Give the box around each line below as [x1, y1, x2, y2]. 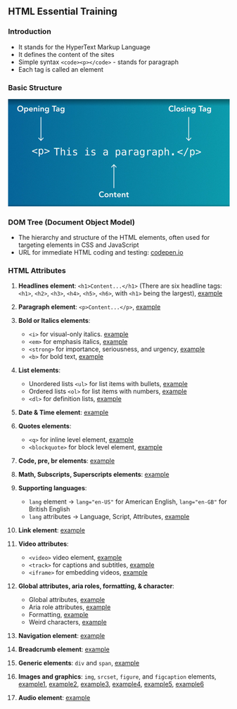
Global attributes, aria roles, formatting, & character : [18, 582, 174, 590]
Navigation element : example [18, 632, 105, 640]
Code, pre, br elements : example [18, 456, 115, 465]
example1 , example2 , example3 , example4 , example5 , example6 [18, 680, 205, 689]
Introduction [8, 27, 51, 37]
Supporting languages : [18, 484, 87, 492]
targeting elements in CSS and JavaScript [18, 241, 139, 249]
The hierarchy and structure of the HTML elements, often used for [18, 234, 210, 242]
